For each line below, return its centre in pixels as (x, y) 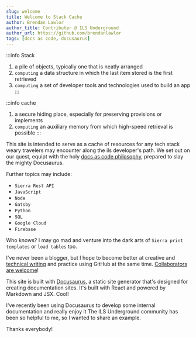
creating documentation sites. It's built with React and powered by (86, 288)
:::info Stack (20, 55)
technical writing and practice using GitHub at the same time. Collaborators (97, 264)
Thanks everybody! (30, 329)
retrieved (25, 79)
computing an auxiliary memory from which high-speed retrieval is (94, 127)
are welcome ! (23, 270)
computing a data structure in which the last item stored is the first (94, 73)
